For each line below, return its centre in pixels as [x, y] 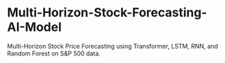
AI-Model [35, 27]
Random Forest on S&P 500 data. [54, 53]
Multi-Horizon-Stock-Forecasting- [107, 13]
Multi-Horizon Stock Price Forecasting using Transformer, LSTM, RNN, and [112, 46]
